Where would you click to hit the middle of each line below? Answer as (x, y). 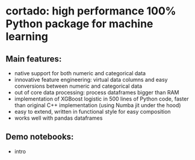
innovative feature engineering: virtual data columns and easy (91, 80)
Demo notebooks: (40, 137)
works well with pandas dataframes (58, 118)
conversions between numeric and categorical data (78, 86)
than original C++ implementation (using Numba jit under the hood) (97, 105)
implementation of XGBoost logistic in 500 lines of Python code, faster (101, 99)
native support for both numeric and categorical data (80, 73)
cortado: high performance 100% (91, 11)
